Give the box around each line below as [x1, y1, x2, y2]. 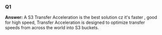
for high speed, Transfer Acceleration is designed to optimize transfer [5, 19, 145, 25]
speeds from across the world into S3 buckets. [5, 25, 99, 31]
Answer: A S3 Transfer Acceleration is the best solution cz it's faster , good [5, 15, 158, 20]
